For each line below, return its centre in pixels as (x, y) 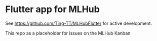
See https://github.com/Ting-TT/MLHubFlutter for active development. (79, 23)
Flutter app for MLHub (52, 9)
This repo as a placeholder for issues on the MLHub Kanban (68, 33)
